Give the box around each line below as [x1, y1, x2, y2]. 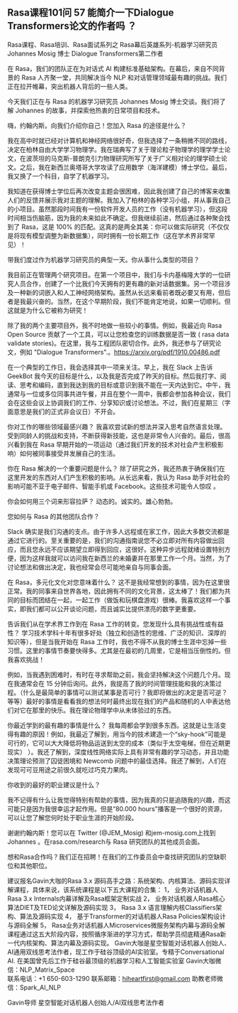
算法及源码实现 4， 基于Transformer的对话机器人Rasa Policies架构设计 [19, 912, 227, 921]
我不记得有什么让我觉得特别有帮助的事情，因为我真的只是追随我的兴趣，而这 [7, 795, 231, 804]
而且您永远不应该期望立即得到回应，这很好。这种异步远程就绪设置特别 [19, 545, 225, 553]
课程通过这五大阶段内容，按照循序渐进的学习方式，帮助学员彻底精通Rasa [7, 930, 221, 938]
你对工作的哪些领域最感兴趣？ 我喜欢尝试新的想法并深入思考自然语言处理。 [7, 422, 227, 431]
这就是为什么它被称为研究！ [7, 306, 89, 314]
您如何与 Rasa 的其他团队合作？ [7, 512, 100, 520]
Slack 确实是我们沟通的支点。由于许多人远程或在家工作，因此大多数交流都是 [7, 527, 230, 535]
